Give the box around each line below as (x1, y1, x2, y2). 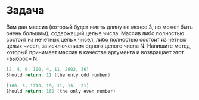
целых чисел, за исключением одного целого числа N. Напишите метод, (6, 42, 192, 49)
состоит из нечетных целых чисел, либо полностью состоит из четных (6, 36, 186, 43)
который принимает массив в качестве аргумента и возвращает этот (6, 48, 184, 55)
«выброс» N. (6, 55, 39, 62)
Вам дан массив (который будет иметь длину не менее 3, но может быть (6, 23, 194, 30)
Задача (6, 4, 45, 17)
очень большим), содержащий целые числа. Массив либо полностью (6, 29, 185, 36)
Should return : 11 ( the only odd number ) (6, 72, 111, 78)
